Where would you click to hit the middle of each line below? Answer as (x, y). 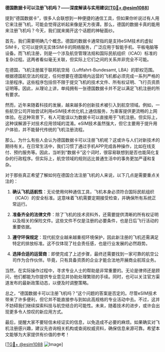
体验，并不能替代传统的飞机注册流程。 (48, 129)
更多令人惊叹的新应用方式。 (37, 312)
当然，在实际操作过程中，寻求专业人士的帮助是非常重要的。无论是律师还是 (80, 271)
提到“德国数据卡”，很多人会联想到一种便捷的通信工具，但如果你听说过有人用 (82, 18)
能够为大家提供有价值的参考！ (39, 335)
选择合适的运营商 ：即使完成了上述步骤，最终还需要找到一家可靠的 (79, 254)
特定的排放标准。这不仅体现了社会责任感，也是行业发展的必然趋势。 (81, 243)
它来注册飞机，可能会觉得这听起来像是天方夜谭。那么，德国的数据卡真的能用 (82, 24)
